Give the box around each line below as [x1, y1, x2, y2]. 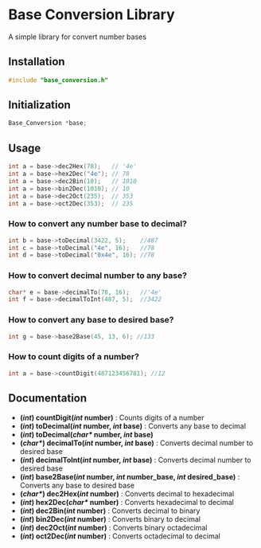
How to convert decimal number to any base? [8, 270, 187, 281]
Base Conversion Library [8, 6, 175, 24]
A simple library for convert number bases [8, 32, 147, 41]
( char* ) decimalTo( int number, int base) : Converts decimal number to [19, 438, 253, 448]
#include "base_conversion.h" [8, 76, 109, 84]
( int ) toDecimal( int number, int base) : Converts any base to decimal [19, 421, 247, 431]
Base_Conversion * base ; [8, 119, 88, 127]
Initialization [8, 98, 72, 112]
